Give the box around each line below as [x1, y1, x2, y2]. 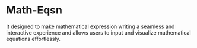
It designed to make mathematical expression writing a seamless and [6, 23, 175, 30]
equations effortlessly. [6, 35, 61, 42]
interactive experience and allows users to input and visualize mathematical [6, 29, 191, 36]
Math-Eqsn [6, 4, 62, 17]
